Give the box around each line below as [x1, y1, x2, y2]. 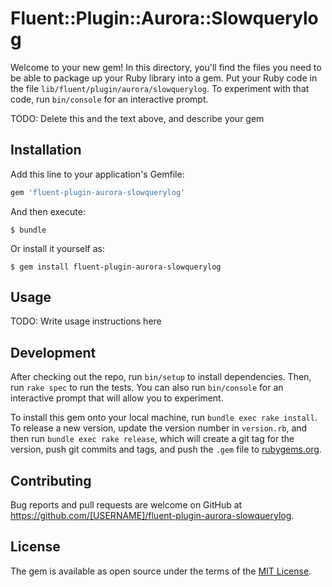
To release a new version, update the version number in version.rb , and [10, 422, 308, 434]
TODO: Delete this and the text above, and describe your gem [10, 112, 265, 124]
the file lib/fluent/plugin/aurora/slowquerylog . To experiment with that [10, 82, 310, 94]
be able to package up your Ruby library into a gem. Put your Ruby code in [10, 72, 318, 84]
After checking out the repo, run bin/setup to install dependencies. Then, [10, 371, 312, 383]
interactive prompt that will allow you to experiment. [10, 392, 224, 404]
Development [10, 344, 97, 361]
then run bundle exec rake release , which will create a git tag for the [10, 433, 295, 445]
